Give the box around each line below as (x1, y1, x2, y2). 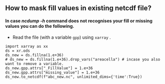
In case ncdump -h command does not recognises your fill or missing (5, 17, 153, 24)
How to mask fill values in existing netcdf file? (5, 4, 152, 12)
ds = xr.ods (5, 48, 30, 53)
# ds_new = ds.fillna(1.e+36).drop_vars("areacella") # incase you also (5, 57, 160, 62)
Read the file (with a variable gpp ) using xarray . (12, 34, 111, 40)
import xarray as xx (5, 44, 49, 49)
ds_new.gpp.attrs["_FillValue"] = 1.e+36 (5, 66, 93, 71)
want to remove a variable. (5, 61, 64, 66)
